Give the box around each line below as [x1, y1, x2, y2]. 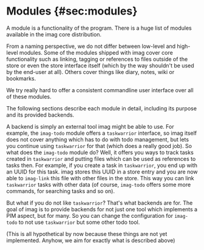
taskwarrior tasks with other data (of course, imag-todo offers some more [6, 181, 191, 188]
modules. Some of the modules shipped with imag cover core [19, 49, 173, 56]
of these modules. [6, 93, 52, 100]
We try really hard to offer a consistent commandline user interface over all [6, 86, 194, 93]
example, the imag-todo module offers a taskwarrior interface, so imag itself [6, 129, 197, 137]
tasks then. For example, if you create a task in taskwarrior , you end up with [6, 161, 197, 169]
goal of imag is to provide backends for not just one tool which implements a [6, 205, 198, 213]
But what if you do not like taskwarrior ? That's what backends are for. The [6, 199, 193, 206]
